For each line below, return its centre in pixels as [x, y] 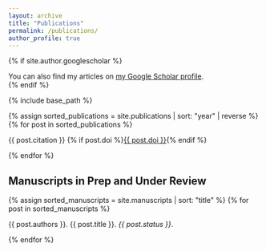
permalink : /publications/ [53, 30]
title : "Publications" [46, 23]
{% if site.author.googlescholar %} [65, 61]
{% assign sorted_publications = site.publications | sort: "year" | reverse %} [133, 116]
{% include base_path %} [50, 100]
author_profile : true [44, 38]
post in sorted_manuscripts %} [59, 208]
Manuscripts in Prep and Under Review [107, 181]
